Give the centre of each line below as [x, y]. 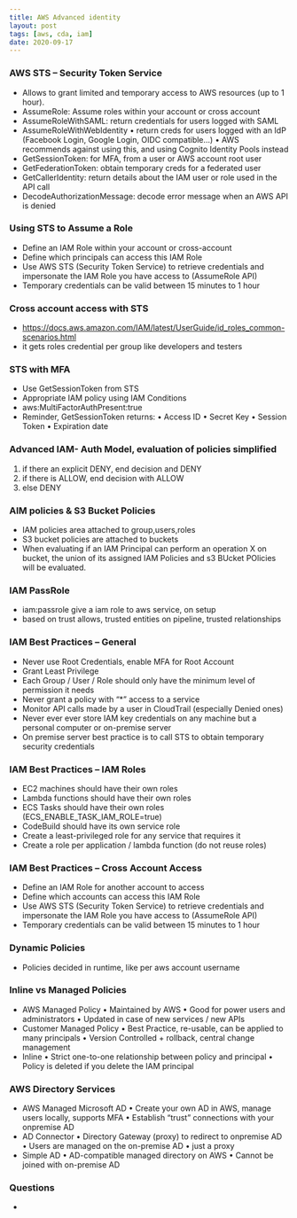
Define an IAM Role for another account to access [113, 887]
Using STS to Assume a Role [71, 229]
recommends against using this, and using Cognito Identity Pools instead [155, 149]
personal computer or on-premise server [97, 727]
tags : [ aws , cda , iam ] [51, 34]
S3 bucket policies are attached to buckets [100, 539]
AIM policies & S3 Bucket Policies [82, 511]
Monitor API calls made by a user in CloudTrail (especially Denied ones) [152, 708]
